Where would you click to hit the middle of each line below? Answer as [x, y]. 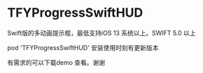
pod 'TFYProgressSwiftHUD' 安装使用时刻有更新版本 [83, 47]
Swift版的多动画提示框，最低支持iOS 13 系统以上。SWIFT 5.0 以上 [101, 33]
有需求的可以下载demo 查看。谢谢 [56, 62]
